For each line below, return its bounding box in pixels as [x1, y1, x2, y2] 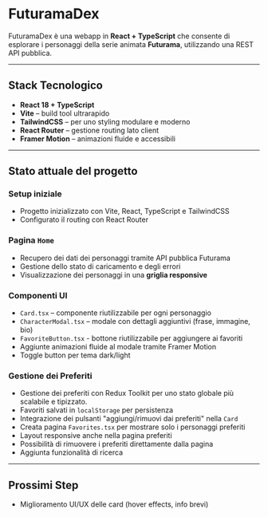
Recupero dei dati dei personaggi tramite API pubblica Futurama [19, 253, 231, 262]
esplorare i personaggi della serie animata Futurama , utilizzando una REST [8, 39, 254, 49]
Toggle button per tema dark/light [19, 350, 131, 360]
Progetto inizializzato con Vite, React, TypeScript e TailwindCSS [19, 207, 230, 216]
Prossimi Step [8, 478, 79, 491]
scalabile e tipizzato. [19, 397, 88, 407]
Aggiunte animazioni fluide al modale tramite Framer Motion [19, 342, 217, 352]
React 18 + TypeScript [19, 100, 95, 109]
